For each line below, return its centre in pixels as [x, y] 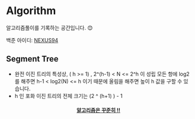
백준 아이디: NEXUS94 [32, 40]
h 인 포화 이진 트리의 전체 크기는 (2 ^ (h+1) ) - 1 [69, 96]
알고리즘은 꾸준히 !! [98, 110]
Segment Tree [32, 59]
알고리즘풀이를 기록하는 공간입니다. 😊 [49, 28]
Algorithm [31, 11]
